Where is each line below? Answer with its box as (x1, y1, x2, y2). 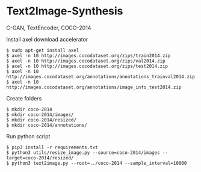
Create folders (6, 94, 42, 102)
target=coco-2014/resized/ (6, 155, 74, 161)
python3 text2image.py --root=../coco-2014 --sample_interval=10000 (11, 160, 187, 166)
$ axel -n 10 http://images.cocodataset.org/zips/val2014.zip (6, 58, 165, 64)
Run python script (6, 132, 51, 140)
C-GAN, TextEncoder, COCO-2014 (6, 24, 91, 31)
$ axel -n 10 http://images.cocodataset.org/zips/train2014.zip (6, 52, 171, 58)
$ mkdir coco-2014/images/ (6, 111, 74, 118)
